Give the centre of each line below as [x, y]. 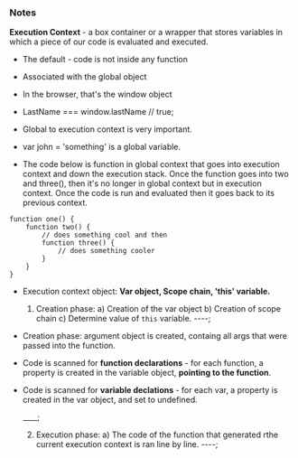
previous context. [55, 203]
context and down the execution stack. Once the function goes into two [155, 174]
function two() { [58, 228]
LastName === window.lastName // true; [98, 112]
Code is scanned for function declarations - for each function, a [143, 363]
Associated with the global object [84, 77]
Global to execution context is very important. [107, 129]
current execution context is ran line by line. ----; [127, 444]
